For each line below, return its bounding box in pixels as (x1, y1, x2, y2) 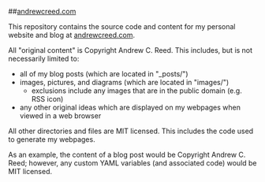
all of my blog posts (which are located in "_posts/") (19, 69, 188, 78)
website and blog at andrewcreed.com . (8, 31, 136, 39)
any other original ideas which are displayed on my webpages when (19, 102, 241, 112)
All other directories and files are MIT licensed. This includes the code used (8, 126, 254, 136)
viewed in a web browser (19, 111, 102, 121)
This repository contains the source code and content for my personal (8, 22, 236, 31)
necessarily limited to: (8, 54, 80, 63)
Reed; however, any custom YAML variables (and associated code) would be (8, 158, 258, 168)
